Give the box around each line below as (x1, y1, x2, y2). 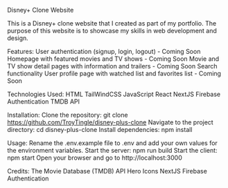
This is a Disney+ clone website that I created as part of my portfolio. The (7, 19, 217, 27)
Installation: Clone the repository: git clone (7, 111, 128, 119)
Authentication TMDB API (7, 97, 80, 106)
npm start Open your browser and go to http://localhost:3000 (7, 153, 182, 162)
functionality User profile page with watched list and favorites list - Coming (7, 69, 222, 77)
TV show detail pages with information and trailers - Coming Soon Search (7, 62, 218, 70)
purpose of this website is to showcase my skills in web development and (7, 27, 217, 35)
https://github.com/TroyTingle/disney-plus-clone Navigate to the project (7, 118, 213, 126)
